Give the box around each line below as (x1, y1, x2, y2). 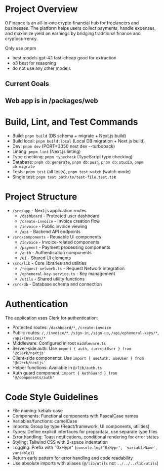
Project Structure (5, 191, 78, 202)
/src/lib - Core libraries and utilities (12, 260, 87, 266)
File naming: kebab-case (12, 408, 63, 414)
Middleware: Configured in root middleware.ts (12, 340, 106, 346)
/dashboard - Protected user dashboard (19, 213, 100, 219)
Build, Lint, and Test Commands (5, 116, 138, 127)
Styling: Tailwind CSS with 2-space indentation (12, 439, 108, 445)
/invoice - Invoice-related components (19, 239, 100, 245)
